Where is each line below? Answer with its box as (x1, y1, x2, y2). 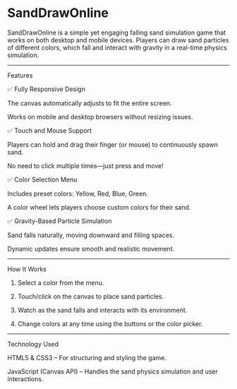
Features (7, 71, 33, 79)
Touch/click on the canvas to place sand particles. (17, 292, 164, 301)
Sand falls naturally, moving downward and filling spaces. (7, 231, 175, 239)
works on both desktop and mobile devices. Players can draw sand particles (7, 35, 229, 44)
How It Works (7, 265, 47, 273)
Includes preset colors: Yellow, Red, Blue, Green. (7, 189, 148, 198)
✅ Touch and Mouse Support (7, 126, 92, 135)
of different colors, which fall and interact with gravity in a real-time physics (7, 43, 227, 52)
